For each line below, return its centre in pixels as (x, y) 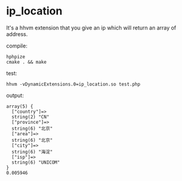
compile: (17, 46)
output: (15, 95)
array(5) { (20, 106)
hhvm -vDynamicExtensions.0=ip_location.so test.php (73, 84)
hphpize (16, 57)
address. (17, 34)
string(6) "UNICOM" (36, 162)
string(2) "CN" (31, 117)
